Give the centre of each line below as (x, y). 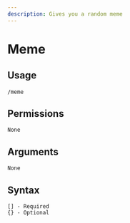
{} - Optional (29, 213)
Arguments (33, 151)
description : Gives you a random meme (65, 14)
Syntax (24, 190)
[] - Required (29, 207)
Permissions (36, 114)
